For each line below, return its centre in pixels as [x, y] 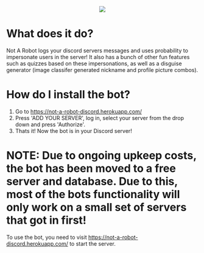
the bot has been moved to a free [91, 169]
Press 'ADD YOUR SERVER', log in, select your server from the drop [100, 118]
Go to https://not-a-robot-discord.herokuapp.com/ [78, 111]
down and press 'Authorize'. [50, 124]
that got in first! [47, 220]
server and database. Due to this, [92, 181]
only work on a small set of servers [97, 208]
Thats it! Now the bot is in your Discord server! [73, 130]
